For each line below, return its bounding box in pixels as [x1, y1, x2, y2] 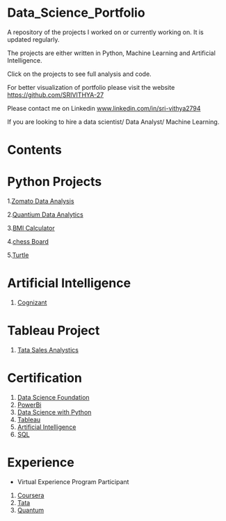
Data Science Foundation [17, 393, 90, 401]
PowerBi [17, 401, 42, 409]
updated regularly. [7, 35, 60, 43]
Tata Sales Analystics [17, 345, 79, 354]
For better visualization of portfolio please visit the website [7, 83, 175, 91]
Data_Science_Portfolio [7, 5, 145, 21]
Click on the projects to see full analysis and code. [7, 70, 152, 78]
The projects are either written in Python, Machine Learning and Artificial [7, 49, 216, 57]
